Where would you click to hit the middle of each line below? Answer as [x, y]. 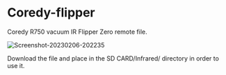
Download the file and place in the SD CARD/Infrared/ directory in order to [113, 58]
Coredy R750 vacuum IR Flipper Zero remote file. [77, 32]
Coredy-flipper [51, 13]
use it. [16, 65]
